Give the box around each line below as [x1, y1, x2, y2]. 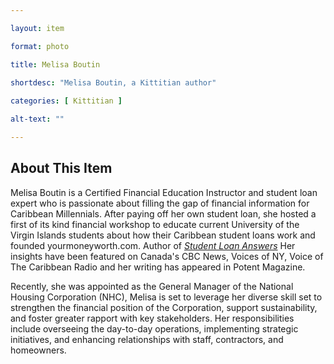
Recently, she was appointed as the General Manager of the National [10, 280, 294, 292]
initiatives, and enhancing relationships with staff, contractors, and [10, 333, 284, 345]
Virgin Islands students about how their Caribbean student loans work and [10, 229, 316, 241]
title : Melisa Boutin [10, 59, 101, 70]
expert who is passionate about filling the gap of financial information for [10, 197, 310, 209]
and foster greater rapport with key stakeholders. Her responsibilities [10, 312, 295, 324]
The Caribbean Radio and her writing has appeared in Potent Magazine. [10, 261, 306, 273]
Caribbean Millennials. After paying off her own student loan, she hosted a [10, 207, 317, 220]
